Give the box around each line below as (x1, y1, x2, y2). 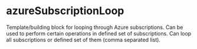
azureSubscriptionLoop (6, 4, 124, 18)
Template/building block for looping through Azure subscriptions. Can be (6, 24, 183, 31)
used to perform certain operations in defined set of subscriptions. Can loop (6, 30, 192, 37)
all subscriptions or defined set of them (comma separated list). (6, 36, 161, 43)
